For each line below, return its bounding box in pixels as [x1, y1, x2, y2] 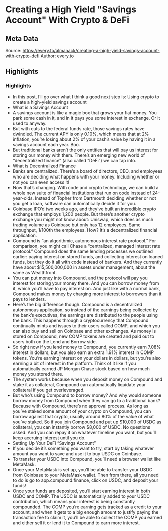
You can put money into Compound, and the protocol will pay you [12, 275, 148, 281]
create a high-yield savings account [12, 99, 87, 105]
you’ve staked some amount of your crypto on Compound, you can [12, 408, 151, 414]
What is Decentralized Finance [12, 163, 76, 169]
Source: [5, 48, 22, 53]
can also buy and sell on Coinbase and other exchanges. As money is [12, 328, 156, 334]
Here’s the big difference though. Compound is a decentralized [12, 301, 143, 307]
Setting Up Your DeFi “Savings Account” [12, 440, 96, 446]
